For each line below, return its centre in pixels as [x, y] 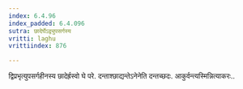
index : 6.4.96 [32, 16]
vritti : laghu [32, 38]
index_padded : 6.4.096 [47, 23]
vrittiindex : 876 [38, 46]
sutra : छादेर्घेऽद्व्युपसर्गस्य [40, 31]
